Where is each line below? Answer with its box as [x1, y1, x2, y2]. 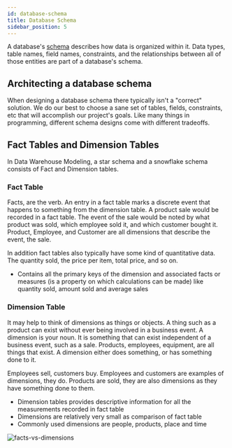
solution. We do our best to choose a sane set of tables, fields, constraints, [7, 104, 223, 112]
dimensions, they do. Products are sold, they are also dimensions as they [7, 376, 218, 385]
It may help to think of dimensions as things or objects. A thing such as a [7, 318, 217, 326]
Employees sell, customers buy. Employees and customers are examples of [7, 369, 224, 377]
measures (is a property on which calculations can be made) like [17, 277, 204, 286]
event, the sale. [7, 235, 52, 244]
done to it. [7, 355, 37, 364]
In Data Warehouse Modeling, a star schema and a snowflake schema [7, 157, 208, 165]
